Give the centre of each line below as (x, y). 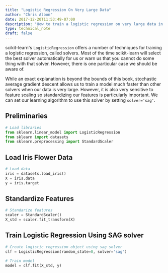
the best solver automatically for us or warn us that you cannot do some (80, 58)
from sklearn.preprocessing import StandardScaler (59, 142)
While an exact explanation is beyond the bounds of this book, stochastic (81, 79)
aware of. (15, 69)
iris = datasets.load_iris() (36, 174)
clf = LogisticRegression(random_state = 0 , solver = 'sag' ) (66, 252)
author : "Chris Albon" (29, 15)
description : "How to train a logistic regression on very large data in (84, 24)
